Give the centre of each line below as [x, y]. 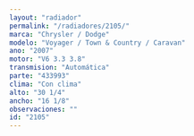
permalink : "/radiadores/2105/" [69, 26]
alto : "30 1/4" [38, 92]
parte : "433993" [39, 76]
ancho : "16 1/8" [39, 101]
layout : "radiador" [46, 17]
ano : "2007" [31, 51]
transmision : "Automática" [59, 68]
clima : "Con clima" [46, 84]
